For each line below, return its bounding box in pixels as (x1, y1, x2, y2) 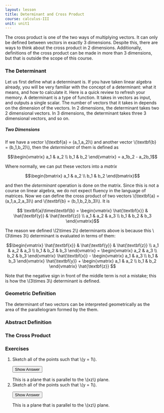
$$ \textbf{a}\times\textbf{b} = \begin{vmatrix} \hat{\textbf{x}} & (17, 207, 148, 213)
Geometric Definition (5, 290, 56, 297)
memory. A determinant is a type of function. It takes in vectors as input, (5, 94, 151, 100)
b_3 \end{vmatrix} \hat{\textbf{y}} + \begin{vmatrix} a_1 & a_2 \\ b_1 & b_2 (8, 258, 157, 264)
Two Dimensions (5, 126, 40, 133)
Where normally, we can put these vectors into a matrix (5, 163, 117, 169)
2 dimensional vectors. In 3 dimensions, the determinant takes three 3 (5, 110, 146, 116)
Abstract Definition (5, 319, 52, 325)
